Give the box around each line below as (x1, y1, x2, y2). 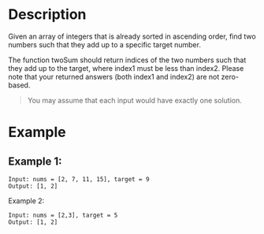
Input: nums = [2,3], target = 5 (8, 211, 118, 219)
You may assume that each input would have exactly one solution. (27, 95, 242, 105)
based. (8, 80, 31, 90)
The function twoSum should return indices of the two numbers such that (8, 55, 247, 65)
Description (8, 6, 87, 24)
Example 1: (8, 154, 62, 168)
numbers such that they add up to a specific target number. (8, 39, 201, 49)
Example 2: (8, 195, 45, 206)
